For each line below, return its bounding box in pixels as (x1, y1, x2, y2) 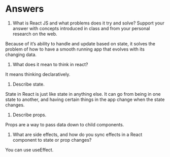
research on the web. (12, 31, 57, 37)
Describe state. (12, 81, 45, 87)
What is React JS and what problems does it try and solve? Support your (12, 20, 165, 26)
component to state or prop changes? (12, 137, 92, 143)
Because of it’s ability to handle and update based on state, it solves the (5, 40, 156, 46)
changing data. (5, 51, 37, 58)
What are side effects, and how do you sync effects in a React (12, 131, 143, 138)
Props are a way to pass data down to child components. (5, 121, 124, 127)
